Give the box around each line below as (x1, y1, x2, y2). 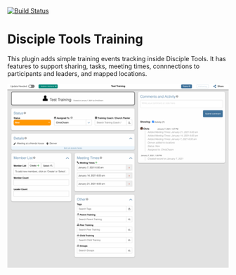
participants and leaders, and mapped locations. (7, 69, 147, 77)
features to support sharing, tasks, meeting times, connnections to (7, 62, 200, 70)
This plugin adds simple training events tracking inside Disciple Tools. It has (7, 54, 226, 63)
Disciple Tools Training (7, 32, 143, 47)
